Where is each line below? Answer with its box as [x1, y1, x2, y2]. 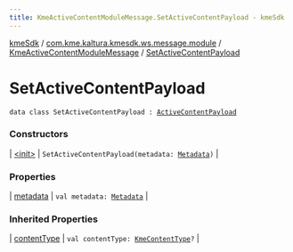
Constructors [9, 128, 69, 141]
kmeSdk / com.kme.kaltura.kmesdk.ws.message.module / [9, 37, 222, 48]
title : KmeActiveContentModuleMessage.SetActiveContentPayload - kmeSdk [9, 12, 285, 22]
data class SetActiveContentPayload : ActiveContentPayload [9, 108, 238, 117]
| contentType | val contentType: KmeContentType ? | [9, 233, 200, 244]
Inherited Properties [9, 213, 98, 225]
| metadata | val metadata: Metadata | [9, 191, 149, 201]
